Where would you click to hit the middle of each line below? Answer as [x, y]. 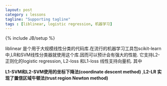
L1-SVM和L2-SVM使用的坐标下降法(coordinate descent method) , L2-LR [81, 72]
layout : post [19, 10]
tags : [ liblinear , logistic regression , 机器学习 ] [59, 24]
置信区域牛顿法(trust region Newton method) [61, 78]
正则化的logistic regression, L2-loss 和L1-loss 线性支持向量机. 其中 [74, 61]
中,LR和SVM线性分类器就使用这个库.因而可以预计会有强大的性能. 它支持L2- [83, 55]
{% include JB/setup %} [30, 38]
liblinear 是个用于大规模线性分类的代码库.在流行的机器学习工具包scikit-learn [83, 49]
